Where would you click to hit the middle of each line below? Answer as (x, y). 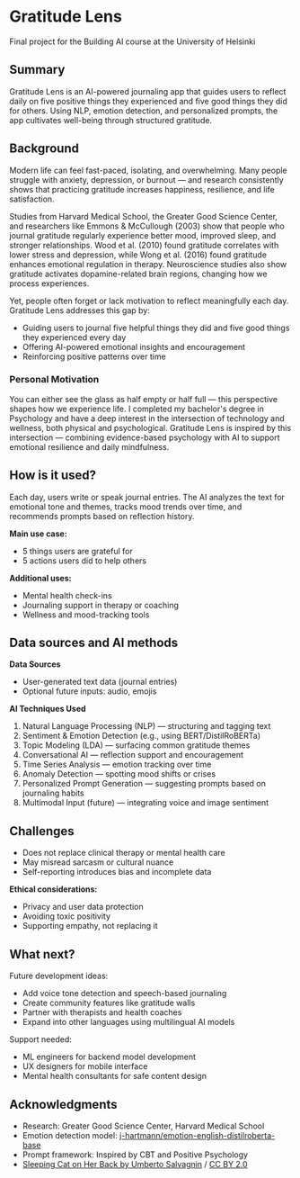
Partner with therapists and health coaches (102, 1012)
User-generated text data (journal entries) (100, 682)
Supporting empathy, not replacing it (90, 926)
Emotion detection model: (70, 1135)
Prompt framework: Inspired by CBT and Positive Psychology (135, 1155)
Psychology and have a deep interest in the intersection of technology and (147, 418)
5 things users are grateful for (77, 551)
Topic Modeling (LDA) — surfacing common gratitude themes (136, 745)
